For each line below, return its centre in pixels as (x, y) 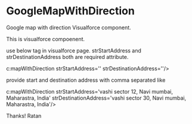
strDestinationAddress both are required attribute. (67, 57)
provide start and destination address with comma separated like (86, 80)
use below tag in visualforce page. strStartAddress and (74, 50)
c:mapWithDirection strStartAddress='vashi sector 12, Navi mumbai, (90, 91)
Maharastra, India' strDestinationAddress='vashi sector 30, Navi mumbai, (96, 98)
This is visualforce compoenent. (46, 39)
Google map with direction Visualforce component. (69, 27)
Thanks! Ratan (24, 116)
